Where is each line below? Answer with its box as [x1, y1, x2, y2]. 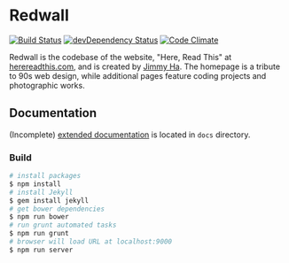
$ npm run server [9, 245, 74, 254]
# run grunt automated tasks [9, 220, 117, 230]
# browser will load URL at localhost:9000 [9, 237, 173, 246]
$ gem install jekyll [9, 196, 90, 205]
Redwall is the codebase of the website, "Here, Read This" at [9, 51, 232, 62]
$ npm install [9, 179, 62, 189]
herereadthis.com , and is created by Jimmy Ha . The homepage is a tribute [9, 61, 281, 72]
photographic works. [9, 80, 86, 90]
